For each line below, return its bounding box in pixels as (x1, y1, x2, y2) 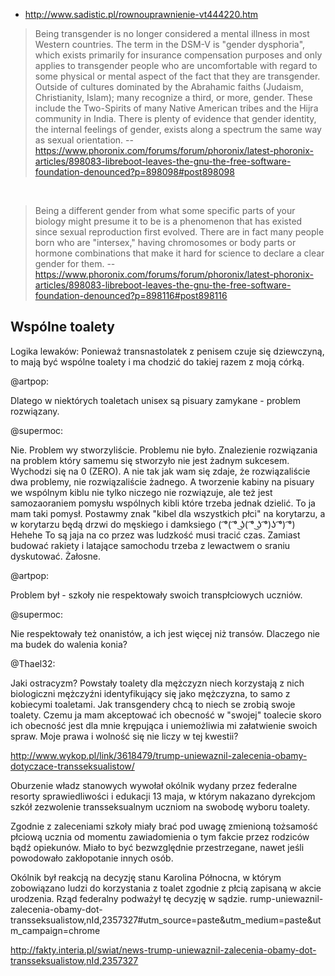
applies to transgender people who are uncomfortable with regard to (34, 60, 318, 71)
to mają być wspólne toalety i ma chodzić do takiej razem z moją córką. (10, 355, 305, 368)
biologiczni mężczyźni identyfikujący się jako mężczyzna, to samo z (10, 687, 291, 699)
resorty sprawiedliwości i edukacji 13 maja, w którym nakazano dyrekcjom (10, 790, 316, 802)
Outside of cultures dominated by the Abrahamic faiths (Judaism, (34, 81, 304, 93)
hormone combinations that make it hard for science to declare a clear (34, 247, 325, 259)
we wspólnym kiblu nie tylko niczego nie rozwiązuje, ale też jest (10, 486, 273, 498)
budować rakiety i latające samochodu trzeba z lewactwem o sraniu (10, 539, 291, 551)
